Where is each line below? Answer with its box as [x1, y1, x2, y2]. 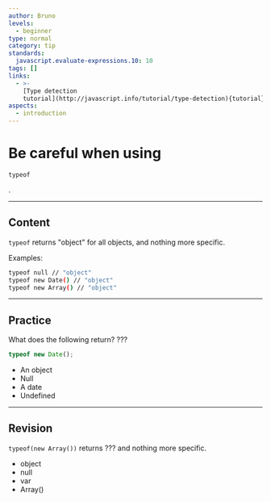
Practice [8, 313, 52, 327]
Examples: [8, 253, 43, 262]
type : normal [8, 34, 52, 43]
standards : [8, 49, 45, 57]
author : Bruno [8, 11, 56, 20]
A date [19, 383, 43, 392]
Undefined [19, 391, 56, 400]
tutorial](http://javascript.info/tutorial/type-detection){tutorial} [23, 94, 265, 102]
